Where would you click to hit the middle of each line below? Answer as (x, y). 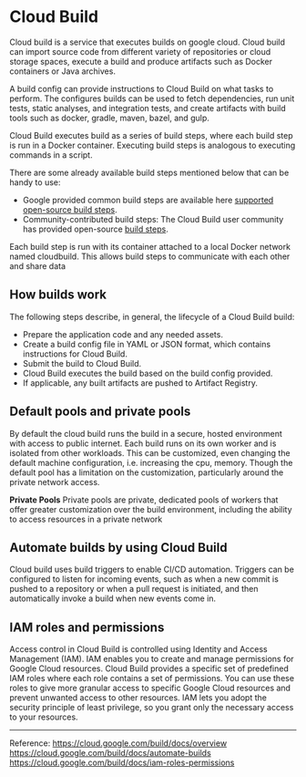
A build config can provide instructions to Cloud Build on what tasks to (142, 88)
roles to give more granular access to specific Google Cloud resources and (150, 688)
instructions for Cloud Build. (75, 354)
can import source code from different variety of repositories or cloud (140, 51)
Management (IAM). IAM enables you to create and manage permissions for (152, 659)
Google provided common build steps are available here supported (148, 200)
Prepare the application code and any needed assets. (122, 334)
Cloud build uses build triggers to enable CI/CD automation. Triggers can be (152, 570)
